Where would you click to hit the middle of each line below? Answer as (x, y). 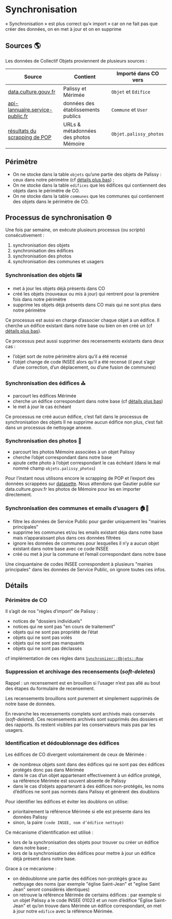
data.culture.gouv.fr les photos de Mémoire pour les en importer (73, 489)
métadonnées (80, 131)
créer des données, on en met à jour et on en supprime (63, 29)
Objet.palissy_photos (138, 134)
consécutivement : (25, 235)
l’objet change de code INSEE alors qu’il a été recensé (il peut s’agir (84, 362)
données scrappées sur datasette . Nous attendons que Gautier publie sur (83, 484)
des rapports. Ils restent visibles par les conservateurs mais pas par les (80, 725)
